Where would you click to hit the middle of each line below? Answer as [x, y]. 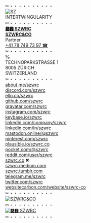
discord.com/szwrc [25, 90]
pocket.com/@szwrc [27, 149]
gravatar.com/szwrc [26, 106]
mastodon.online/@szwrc [32, 133]
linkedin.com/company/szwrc [36, 122]
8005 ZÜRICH [20, 68]
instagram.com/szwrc [28, 112]
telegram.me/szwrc [26, 176]
